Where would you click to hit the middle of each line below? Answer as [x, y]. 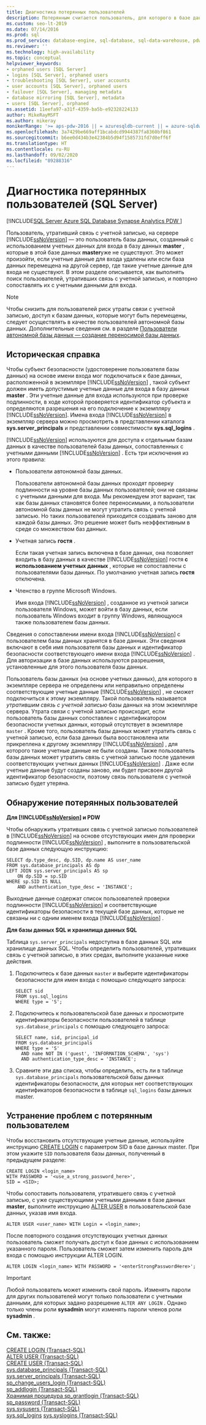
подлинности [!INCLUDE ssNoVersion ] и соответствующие [82, 905]
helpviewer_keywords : [34, 63]
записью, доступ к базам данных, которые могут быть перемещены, [97, 316]
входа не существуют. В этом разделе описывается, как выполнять [95, 272]
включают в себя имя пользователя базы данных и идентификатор [94, 647]
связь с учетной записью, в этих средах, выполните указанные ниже [97, 955]
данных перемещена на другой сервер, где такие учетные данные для [100, 265]
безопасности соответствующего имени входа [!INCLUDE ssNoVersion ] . [101, 654]
